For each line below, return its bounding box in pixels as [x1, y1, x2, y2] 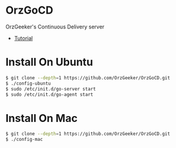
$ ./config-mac [5, 137, 43, 143]
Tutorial [14, 34, 33, 41]
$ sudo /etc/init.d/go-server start [5, 86, 96, 92]
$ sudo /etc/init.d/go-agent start [5, 91, 94, 98]
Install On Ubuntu [5, 56, 93, 69]
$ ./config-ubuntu [5, 81, 51, 86]
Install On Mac [5, 111, 78, 125]
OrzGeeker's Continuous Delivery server [5, 23, 105, 30]
